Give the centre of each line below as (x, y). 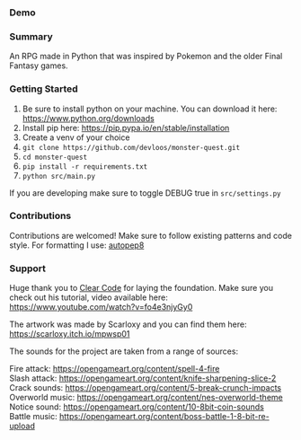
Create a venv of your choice (76, 137)
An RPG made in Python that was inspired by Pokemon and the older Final (146, 57)
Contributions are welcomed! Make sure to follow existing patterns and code (150, 235)
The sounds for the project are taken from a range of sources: (124, 351)
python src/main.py (59, 176)
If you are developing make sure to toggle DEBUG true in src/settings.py (145, 193)
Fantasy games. (39, 66)
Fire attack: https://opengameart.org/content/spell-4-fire (115, 369)
